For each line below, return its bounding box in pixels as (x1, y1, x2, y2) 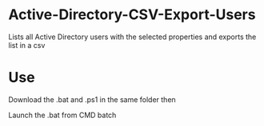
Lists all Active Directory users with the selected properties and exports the (8, 32, 257, 41)
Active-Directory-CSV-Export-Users (8, 6, 256, 24)
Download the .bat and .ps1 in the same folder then (8, 94, 176, 104)
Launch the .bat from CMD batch (8, 110, 117, 120)
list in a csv (8, 40, 46, 49)
